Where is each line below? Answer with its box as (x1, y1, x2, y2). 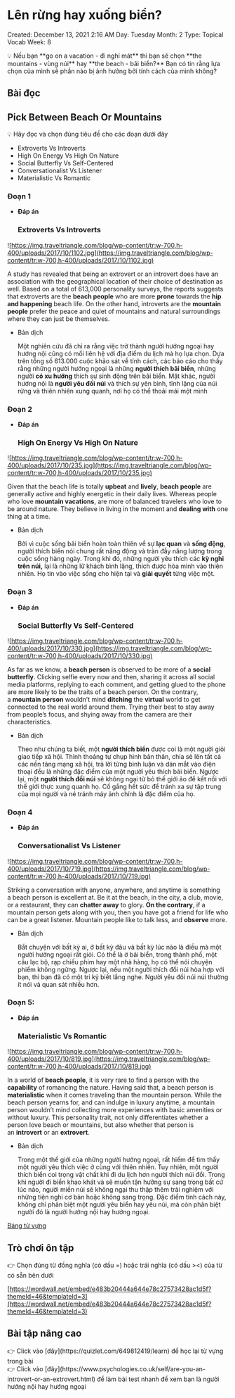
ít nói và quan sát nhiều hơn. (17, 980, 100, 988)
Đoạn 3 (7, 587, 33, 597)
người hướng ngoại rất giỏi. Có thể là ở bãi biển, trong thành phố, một (17, 950, 217, 959)
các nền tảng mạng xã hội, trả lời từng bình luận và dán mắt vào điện (17, 760, 216, 768)
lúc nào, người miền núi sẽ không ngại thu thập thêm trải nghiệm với (17, 1185, 214, 1194)
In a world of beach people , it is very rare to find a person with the (7, 1076, 200, 1084)
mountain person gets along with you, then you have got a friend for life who (7, 908, 229, 917)
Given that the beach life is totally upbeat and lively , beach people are (7, 482, 212, 491)
